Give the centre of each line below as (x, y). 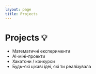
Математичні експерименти (41, 51)
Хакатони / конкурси (33, 62)
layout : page (18, 9)
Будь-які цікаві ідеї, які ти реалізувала (51, 67)
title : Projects (21, 14)
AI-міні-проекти (28, 56)
